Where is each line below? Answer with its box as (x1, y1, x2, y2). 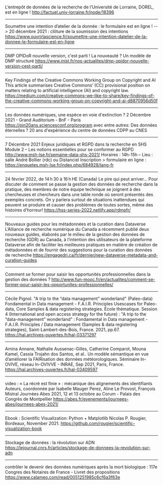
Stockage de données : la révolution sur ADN (5, 440, 95, 445)
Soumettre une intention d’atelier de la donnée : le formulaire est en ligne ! (5, 23, 153, 29)
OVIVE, (5, 361, 19, 367)
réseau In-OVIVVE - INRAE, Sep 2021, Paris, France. (20, 361, 125, 367)
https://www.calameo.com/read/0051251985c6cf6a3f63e (5, 474, 120, 480)
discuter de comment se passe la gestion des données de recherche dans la (5, 181, 158, 187)
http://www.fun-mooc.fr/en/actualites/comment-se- (51, 277, 155, 282)
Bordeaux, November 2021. (5, 421, 60, 426)
